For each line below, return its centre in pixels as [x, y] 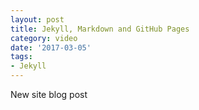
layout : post [37, 19]
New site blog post [49, 94]
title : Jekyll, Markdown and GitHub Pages [100, 29]
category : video [44, 38]
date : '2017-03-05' [51, 47]
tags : [21, 57]
